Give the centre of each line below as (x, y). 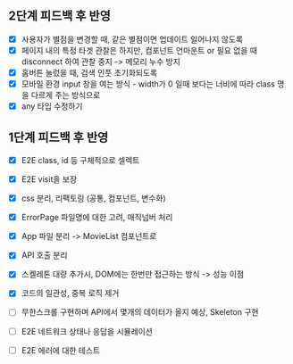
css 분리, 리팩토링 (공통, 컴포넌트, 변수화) (93, 198)
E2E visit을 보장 (49, 179)
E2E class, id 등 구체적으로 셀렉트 (80, 160)
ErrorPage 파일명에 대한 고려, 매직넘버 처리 (97, 218)
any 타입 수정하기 (52, 106)
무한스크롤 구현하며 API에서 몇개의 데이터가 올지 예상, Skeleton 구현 (140, 312)
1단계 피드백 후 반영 (59, 137)
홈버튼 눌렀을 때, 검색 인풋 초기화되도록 (89, 72)
